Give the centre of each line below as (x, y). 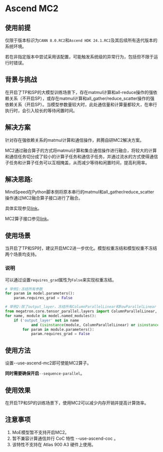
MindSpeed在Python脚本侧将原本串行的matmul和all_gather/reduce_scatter (80, 192)
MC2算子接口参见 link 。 (28, 219)
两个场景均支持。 (22, 254)
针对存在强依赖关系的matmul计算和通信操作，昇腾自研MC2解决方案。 (75, 140)
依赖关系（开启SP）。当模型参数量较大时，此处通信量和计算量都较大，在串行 (81, 104)
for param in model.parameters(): (40, 293)
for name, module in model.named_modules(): (51, 316)
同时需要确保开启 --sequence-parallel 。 (45, 374)
